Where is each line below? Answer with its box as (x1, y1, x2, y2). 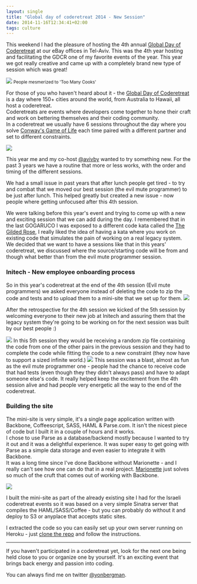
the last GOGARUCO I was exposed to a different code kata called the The (6, 222, 185, 229)
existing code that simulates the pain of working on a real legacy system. (6, 234, 182, 241)
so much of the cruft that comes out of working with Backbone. (6, 471, 159, 479)
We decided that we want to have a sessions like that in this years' (6, 241, 167, 248)
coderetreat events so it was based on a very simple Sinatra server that (6, 500, 179, 507)
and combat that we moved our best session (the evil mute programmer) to (6, 186, 188, 193)
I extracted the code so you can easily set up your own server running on (6, 524, 183, 531)
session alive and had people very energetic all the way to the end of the (6, 381, 182, 388)
